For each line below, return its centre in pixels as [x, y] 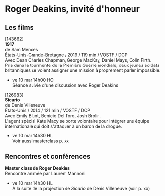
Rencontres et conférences [48, 156]
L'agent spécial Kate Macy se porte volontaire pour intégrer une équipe [77, 121]
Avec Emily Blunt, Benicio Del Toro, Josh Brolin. [53, 116]
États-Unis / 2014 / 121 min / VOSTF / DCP [48, 110]
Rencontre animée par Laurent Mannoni [45, 173]
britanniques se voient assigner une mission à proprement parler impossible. [83, 70]
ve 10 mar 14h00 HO [33, 80]
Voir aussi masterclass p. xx [40, 141]
